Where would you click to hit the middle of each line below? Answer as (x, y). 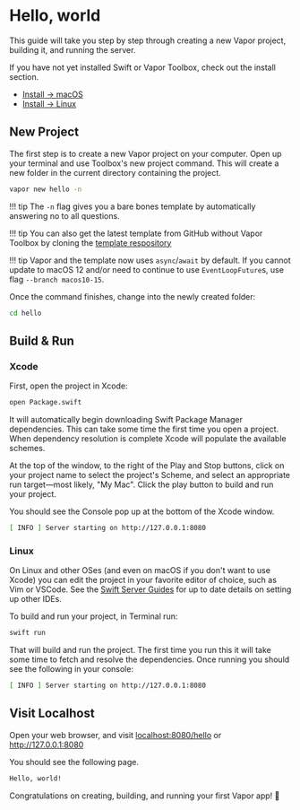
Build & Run (42, 340)
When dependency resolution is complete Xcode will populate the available (148, 439)
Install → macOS (52, 94)
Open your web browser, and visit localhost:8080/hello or (116, 735)
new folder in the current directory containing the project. (115, 172)
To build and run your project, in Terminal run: (94, 616)
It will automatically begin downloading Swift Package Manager (126, 420)
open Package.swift (46, 403)
